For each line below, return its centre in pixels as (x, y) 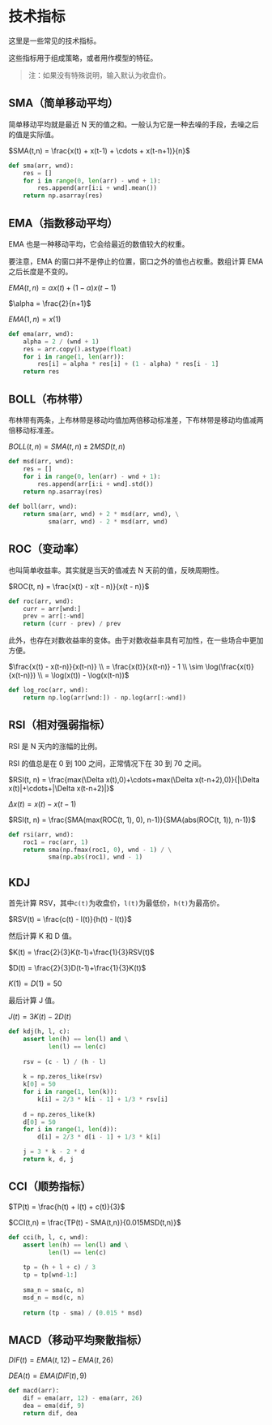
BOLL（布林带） (49, 399)
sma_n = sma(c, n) (54, 1290)
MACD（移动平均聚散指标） (78, 1340)
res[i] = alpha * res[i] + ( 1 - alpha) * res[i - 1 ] (128, 364)
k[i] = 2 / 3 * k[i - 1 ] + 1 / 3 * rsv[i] (103, 1099)
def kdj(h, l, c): (39, 1031)
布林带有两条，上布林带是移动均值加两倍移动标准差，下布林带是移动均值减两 (136, 420)
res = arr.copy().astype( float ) (77, 349)
